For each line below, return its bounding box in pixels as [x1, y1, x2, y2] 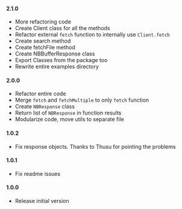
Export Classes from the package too [14, 57, 108, 64]
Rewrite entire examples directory [14, 63, 99, 70]
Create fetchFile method [14, 44, 75, 51]
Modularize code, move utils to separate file [14, 116, 125, 123]
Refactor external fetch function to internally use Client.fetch [14, 31, 170, 39]
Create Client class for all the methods [14, 25, 110, 32]
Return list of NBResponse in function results [14, 109, 122, 117]
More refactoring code [14, 18, 71, 25]
